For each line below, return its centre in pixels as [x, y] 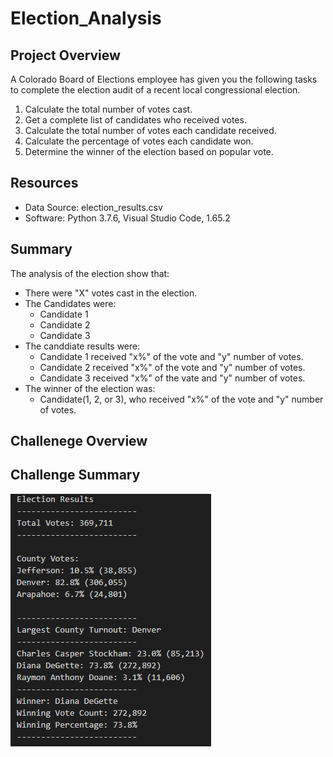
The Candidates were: [70, 303]
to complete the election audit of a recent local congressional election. [155, 90]
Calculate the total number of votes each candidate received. [150, 130]
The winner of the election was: [90, 388]
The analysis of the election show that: [90, 273]
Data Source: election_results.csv [93, 207]
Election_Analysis [86, 18]
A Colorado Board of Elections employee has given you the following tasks [164, 79]
